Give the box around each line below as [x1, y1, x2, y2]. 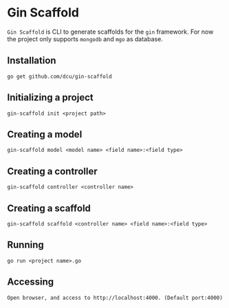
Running [7, 239, 45, 251]
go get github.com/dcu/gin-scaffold [7, 73, 112, 80]
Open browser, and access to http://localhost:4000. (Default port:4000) [7, 294, 223, 301]
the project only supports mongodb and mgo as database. [7, 34, 163, 43]
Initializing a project [7, 91, 94, 104]
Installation [7, 55, 56, 67]
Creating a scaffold [7, 202, 91, 214]
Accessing [7, 276, 54, 288]
